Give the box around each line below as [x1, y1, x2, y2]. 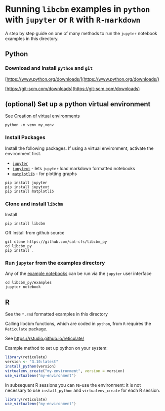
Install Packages [5, 134, 45, 141]
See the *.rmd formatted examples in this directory [5, 311, 108, 317]
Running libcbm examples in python [5, 3, 150, 15]
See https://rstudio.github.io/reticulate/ [5, 335, 84, 342]
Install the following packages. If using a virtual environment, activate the [5, 145, 154, 151]
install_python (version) [5, 364, 56, 369]
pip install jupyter [5, 180, 48, 185]
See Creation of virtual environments [5, 113, 80, 119]
